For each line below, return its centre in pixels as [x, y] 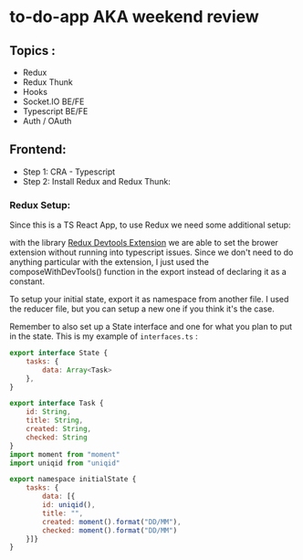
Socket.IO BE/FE [53, 101]
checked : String [57, 437]
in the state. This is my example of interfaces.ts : [104, 336]
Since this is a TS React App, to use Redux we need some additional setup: [150, 225]
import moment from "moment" [65, 454]
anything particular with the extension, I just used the [110, 262]
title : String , [55, 421]
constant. [27, 281]
